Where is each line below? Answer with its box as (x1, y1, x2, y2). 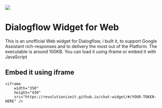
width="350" (14, 86, 39, 91)
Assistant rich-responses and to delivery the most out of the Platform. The (5, 43, 158, 49)
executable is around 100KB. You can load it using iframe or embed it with (5, 49, 157, 54)
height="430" (14, 90, 41, 95)
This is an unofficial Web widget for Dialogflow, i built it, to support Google (5, 38, 158, 44)
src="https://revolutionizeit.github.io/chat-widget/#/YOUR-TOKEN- (14, 94, 157, 99)
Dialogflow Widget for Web (5, 22, 119, 33)
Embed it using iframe (5, 68, 75, 77)
